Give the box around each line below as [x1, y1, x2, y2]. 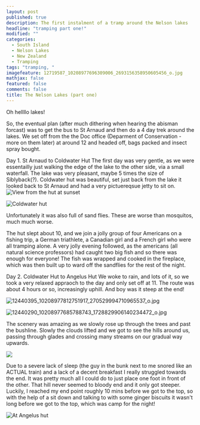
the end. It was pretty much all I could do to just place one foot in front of [6, 374, 186, 382]
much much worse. [6, 218, 54, 225]
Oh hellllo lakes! [6, 108, 45, 115]
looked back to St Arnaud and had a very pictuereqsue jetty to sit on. [6, 182, 176, 189]
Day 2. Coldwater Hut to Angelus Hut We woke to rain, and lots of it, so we [6, 273, 189, 280]
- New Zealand [11, 53, 47, 59]
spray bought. [6, 145, 41, 152]
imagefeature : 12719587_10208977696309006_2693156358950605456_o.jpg [6, 70, 183, 76]
